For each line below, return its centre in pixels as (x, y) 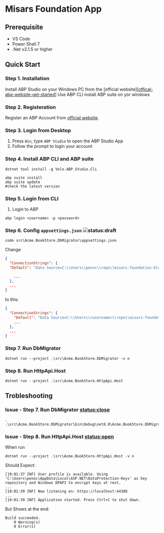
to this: (12, 300)
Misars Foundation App (53, 9)
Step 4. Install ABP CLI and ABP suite (50, 159)
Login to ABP (25, 209)
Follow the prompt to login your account (52, 146)
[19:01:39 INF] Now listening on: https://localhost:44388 (66, 491)
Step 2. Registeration (31, 107)
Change (13, 250)
